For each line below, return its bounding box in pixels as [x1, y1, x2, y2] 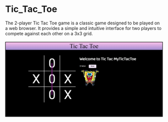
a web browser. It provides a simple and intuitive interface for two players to [5, 25, 161, 31]
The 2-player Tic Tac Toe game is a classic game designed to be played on [5, 20, 160, 26]
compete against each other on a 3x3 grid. [5, 30, 93, 36]
